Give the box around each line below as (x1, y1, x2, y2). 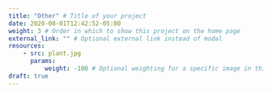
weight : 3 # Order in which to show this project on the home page (8, 27, 241, 35)
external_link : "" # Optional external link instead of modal (8, 34, 223, 43)
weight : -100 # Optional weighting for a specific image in (44, 65, 252, 73)
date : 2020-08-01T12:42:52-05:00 (8, 19, 121, 27)
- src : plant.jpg (23, 49, 82, 57)
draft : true (8, 72, 49, 80)
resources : (8, 42, 45, 50)
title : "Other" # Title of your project (8, 11, 147, 20)
